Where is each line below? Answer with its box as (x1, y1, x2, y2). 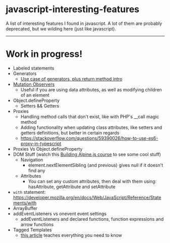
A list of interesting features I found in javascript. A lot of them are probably (6, 20, 162, 26)
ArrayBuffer (13, 205, 38, 211)
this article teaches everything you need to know (20, 232, 123, 238)
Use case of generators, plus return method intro (20, 76, 123, 82)
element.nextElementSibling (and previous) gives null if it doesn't (28, 162, 163, 168)
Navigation (20, 156, 43, 163)
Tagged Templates (13, 227, 52, 233)
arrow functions (20, 221, 54, 227)
